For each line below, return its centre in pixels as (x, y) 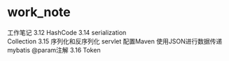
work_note (39, 12)
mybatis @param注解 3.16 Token (54, 50)
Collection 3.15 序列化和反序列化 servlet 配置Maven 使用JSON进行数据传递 (115, 41)
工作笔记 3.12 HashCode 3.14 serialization (67, 32)
